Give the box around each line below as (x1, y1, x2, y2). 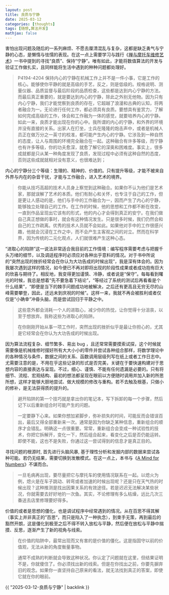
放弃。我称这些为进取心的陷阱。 (31, 313, 97, 319)
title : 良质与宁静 (5, 12, 40, 17)
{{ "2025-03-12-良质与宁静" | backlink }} (5, 584, 90, 590)
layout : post (5, 7, 33, 13)
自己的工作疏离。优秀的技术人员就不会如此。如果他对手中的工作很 (17, 222, 154, 228)
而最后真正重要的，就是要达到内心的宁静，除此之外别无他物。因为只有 (17, 94, 163, 100)
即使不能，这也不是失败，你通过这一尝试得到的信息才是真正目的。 (17, 438, 154, 444)
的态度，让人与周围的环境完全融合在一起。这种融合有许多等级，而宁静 (17, 138, 163, 144)
